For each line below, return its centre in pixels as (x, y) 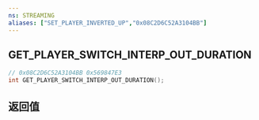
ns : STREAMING (32, 15)
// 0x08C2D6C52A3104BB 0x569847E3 (65, 73)
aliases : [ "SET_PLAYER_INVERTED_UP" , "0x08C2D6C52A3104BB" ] (108, 23)
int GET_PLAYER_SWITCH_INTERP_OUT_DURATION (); (86, 81)
